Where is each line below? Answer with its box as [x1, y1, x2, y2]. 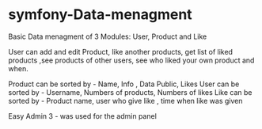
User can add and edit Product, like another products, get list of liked [8, 47, 234, 56]
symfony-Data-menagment [8, 6, 192, 24]
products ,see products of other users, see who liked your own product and [8, 55, 255, 65]
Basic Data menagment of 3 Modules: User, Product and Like [8, 32, 207, 41]
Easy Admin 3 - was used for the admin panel [8, 111, 157, 120]
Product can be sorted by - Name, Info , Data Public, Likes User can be [8, 79, 240, 89]
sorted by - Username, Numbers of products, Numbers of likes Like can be [8, 87, 253, 97]
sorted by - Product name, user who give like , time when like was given [8, 96, 243, 105]
